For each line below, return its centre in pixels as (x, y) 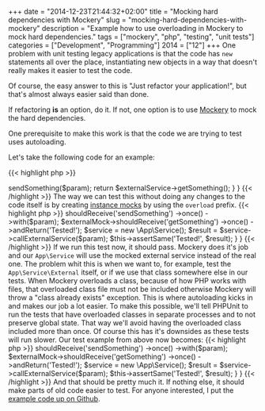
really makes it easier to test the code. (70, 70)
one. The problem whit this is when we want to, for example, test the (120, 264)
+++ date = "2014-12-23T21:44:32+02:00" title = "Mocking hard (114, 12)
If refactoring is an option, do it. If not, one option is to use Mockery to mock (132, 109)
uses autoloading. (37, 142)
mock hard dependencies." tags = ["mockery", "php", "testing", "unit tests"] (131, 36)
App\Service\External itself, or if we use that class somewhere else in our (128, 272)
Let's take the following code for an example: (82, 157)
